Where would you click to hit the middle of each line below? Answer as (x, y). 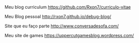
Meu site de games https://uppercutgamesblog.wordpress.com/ (69, 35)
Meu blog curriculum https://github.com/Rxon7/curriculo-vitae (68, 7)
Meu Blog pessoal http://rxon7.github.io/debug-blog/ (58, 16)
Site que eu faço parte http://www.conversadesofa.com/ (62, 26)
